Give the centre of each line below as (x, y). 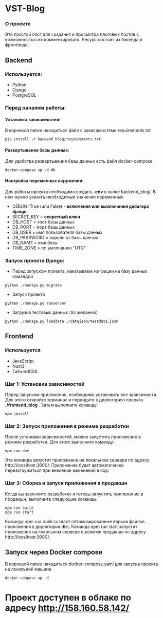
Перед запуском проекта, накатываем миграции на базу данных (80, 271)
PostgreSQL (24, 95)
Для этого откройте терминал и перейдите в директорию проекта (74, 399)
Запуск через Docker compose (54, 552)
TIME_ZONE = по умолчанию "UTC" (49, 248)
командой (22, 276)
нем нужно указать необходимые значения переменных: (65, 197)
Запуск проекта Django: (35, 261)
